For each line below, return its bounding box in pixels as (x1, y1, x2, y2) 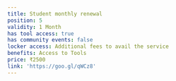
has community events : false (7, 37, 93, 44)
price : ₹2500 (7, 56, 46, 63)
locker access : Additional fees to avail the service (7, 43, 170, 50)
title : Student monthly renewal (7, 10, 102, 18)
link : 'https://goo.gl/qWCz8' (7, 63, 97, 70)
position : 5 (7, 17, 42, 24)
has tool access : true (7, 30, 74, 37)
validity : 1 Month (7, 23, 61, 30)
